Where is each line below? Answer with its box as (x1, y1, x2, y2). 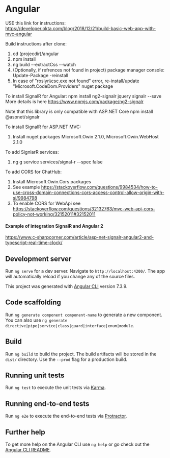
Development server (5, 254, 72, 263)
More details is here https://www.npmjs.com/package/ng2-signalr (5, 98, 144, 105)
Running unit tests (5, 371, 65, 379)
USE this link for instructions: (5, 20, 66, 26)
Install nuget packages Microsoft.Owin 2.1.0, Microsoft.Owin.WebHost (12, 133, 159, 139)
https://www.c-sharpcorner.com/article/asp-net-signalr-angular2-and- (5, 234, 154, 240)
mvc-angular (5, 31, 32, 37)
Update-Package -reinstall (12, 72, 69, 78)
